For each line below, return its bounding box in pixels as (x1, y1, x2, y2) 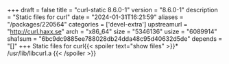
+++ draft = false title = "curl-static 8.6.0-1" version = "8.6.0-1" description (7, 6, 218, 14)
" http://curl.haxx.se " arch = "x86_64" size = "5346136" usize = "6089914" (7, 27, 217, 35)
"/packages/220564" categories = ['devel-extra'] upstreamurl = (7, 20, 188, 28)
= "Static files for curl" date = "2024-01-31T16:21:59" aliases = (7, 13, 184, 21)
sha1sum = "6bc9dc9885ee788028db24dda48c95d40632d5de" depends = (7, 35, 223, 43)
